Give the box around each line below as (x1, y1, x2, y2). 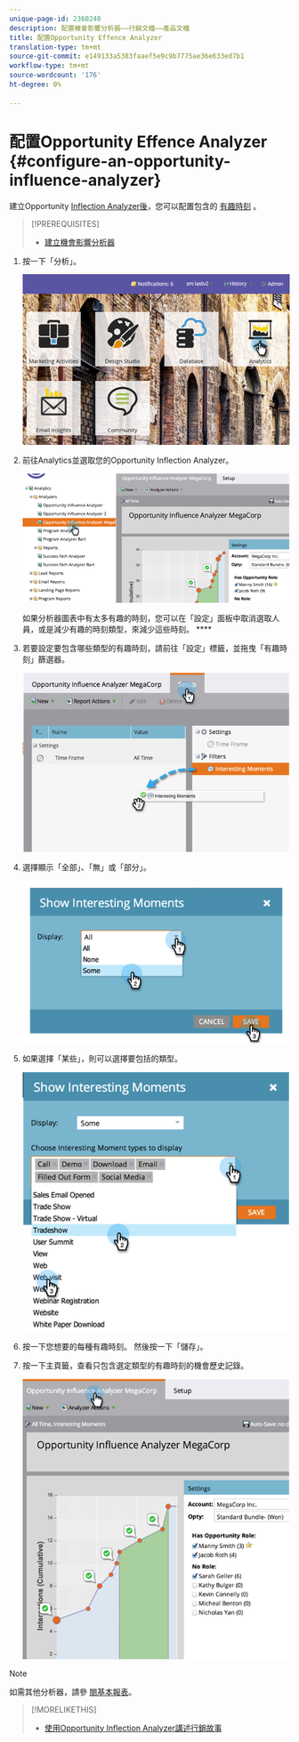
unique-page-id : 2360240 (9, 14, 101, 23)
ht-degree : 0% (9, 80, 62, 89)
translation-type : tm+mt (9, 43, 101, 52)
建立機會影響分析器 (44, 237, 116, 247)
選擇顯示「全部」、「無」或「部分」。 (21, 862, 151, 873)
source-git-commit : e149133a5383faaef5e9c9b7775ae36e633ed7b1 (9, 52, 245, 61)
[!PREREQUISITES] (30, 218, 100, 229)
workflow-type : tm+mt (9, 61, 90, 70)
